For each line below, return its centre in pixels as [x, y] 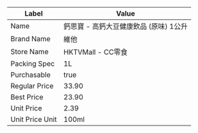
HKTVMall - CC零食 [96, 52]
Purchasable [31, 75]
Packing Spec [33, 63]
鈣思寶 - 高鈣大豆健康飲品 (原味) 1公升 [126, 26]
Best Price [27, 97]
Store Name [30, 52]
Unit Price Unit [34, 119]
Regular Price [32, 86]
